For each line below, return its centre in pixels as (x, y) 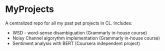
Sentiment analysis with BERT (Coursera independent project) (76, 43)
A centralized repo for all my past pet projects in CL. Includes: (69, 23)
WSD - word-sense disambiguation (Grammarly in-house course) (80, 32)
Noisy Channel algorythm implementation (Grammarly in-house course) (86, 38)
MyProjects (29, 9)
